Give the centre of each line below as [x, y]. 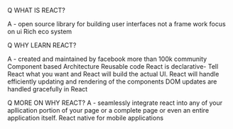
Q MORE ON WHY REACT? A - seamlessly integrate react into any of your [115, 103]
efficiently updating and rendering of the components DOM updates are [112, 82]
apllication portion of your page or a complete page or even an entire [108, 110]
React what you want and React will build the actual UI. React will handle [113, 74]
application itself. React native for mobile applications [86, 118]
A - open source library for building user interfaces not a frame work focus [116, 24]
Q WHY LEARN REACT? [42, 45]
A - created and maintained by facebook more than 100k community [107, 59]
